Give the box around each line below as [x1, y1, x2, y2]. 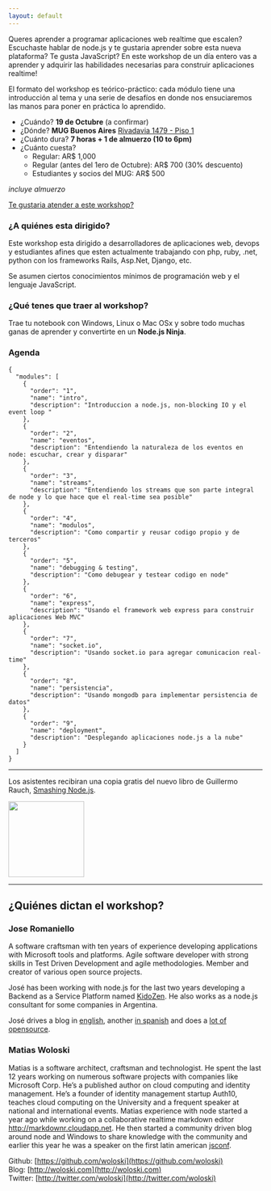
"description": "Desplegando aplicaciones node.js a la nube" [29, 733, 244, 741]
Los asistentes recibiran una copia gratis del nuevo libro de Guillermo [8, 776, 238, 786]
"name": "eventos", [29, 436, 95, 445]
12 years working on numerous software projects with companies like [8, 1071, 239, 1081]
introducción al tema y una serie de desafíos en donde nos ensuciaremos [8, 92, 252, 102]
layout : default [8, 11, 63, 20]
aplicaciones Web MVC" [8, 613, 85, 621]
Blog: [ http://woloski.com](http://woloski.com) [8, 1164, 162, 1174]
